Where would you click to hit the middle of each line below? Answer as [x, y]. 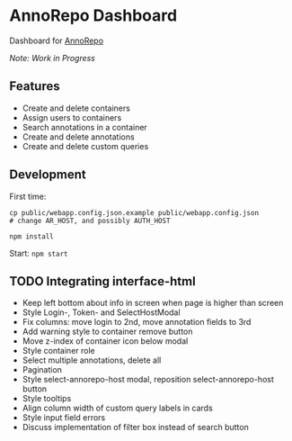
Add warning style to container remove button [107, 332]
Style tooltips [47, 399]
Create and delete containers [76, 108]
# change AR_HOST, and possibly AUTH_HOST [90, 220]
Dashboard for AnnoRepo [57, 40]
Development [48, 175]
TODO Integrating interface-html [102, 281]
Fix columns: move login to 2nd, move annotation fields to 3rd [137, 322]
